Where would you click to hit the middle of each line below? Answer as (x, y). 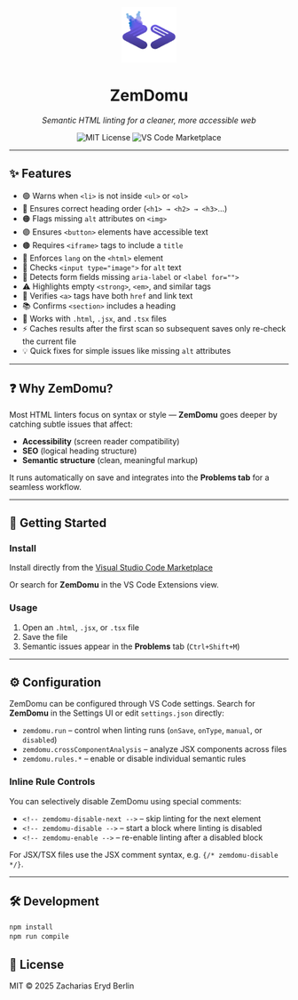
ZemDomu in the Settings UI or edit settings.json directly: (117, 713)
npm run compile (39, 937)
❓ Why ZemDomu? (61, 389)
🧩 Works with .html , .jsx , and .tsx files (94, 318)
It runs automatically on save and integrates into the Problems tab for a (139, 477)
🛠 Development (54, 902)
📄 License (37, 964)
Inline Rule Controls (52, 782)
